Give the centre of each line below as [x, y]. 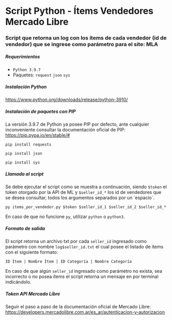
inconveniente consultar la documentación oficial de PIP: [65, 130]
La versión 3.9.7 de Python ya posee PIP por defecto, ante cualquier [77, 124]
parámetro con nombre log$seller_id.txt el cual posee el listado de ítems [84, 247]
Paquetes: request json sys [41, 75]
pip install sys [23, 163]
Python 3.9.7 [27, 70]
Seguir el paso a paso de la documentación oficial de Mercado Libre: [78, 306]
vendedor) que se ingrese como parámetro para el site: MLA [82, 45]
